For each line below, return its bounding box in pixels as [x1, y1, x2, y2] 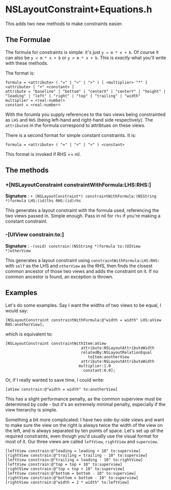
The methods [5, 166, 49, 175]
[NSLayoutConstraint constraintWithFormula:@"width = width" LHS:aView [5, 317, 161, 323]
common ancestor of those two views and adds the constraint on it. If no [5, 268, 159, 274]
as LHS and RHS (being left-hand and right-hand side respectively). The [5, 116, 154, 123]
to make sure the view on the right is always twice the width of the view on [5, 422, 163, 428]
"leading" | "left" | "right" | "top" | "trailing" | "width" [5, 93, 141, 99]
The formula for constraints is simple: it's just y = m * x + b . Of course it [5, 49, 159, 55]
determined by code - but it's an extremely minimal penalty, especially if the [5, 401, 166, 407]
